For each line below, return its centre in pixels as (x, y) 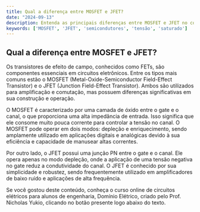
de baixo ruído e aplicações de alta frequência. (64, 179)
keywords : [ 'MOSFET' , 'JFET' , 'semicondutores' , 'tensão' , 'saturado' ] (97, 28)
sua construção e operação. (41, 98)
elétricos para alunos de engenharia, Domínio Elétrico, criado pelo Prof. (94, 197)
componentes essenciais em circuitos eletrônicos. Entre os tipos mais (92, 73)
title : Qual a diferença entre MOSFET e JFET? (65, 12)
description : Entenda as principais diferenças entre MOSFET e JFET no (97, 23)
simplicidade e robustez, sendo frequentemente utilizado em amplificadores (99, 172)
